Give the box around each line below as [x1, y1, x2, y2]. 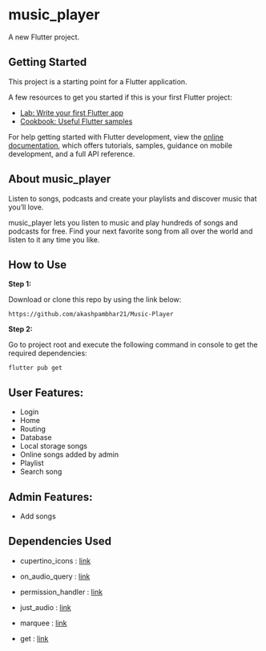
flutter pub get [8, 364, 62, 372]
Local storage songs [19, 441, 88, 451]
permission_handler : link [19, 587, 103, 596]
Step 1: [8, 279, 32, 289]
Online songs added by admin [19, 450, 119, 459]
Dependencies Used [8, 535, 112, 548]
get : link [19, 633, 49, 643]
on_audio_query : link [19, 572, 91, 581]
